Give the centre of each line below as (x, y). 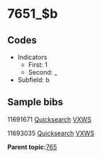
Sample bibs (35, 102)
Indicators (32, 57)
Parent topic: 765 (32, 147)
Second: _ (43, 72)
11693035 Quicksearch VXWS (51, 133)
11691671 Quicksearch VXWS (50, 119)
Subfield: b (33, 80)
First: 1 (38, 65)
